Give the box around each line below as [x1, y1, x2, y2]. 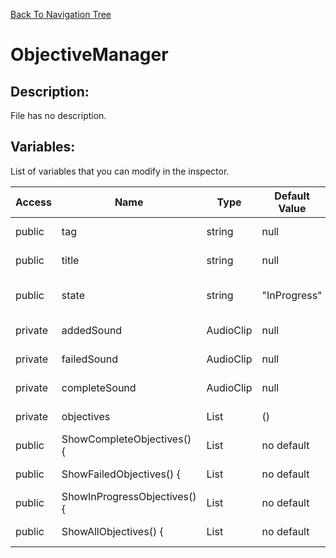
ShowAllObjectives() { [61, 524, 164, 538]
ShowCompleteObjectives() [61, 432, 192, 446]
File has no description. [10, 110, 107, 121]
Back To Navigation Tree [10, 9, 112, 20]
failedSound [61, 352, 118, 366]
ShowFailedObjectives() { [61, 467, 181, 481]
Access [15, 195, 52, 209]
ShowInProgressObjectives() [61, 489, 197, 503]
